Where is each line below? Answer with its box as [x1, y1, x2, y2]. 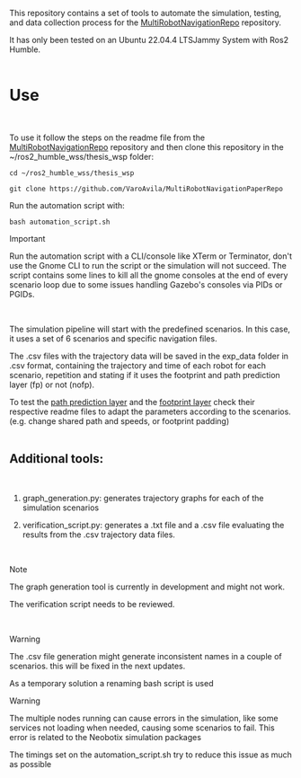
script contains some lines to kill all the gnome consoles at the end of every [9, 270, 288, 280]
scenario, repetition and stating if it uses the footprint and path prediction [9, 369, 280, 380]
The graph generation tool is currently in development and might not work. [9, 581, 286, 592]
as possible [9, 758, 52, 769]
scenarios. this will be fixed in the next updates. [9, 660, 186, 671]
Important [9, 233, 46, 243]
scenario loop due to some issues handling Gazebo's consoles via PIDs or [9, 278, 283, 290]
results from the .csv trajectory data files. [22, 529, 175, 540]
